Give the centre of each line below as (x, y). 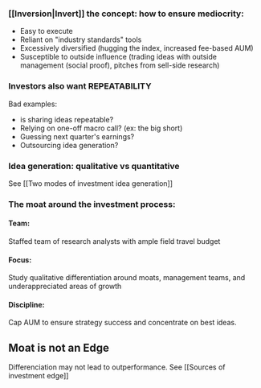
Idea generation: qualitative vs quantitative (94, 166)
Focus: (20, 260)
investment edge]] (39, 376)
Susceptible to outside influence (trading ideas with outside (118, 57)
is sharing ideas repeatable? (67, 119)
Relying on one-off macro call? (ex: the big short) (101, 128)
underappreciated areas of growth (65, 287)
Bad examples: (33, 104)
